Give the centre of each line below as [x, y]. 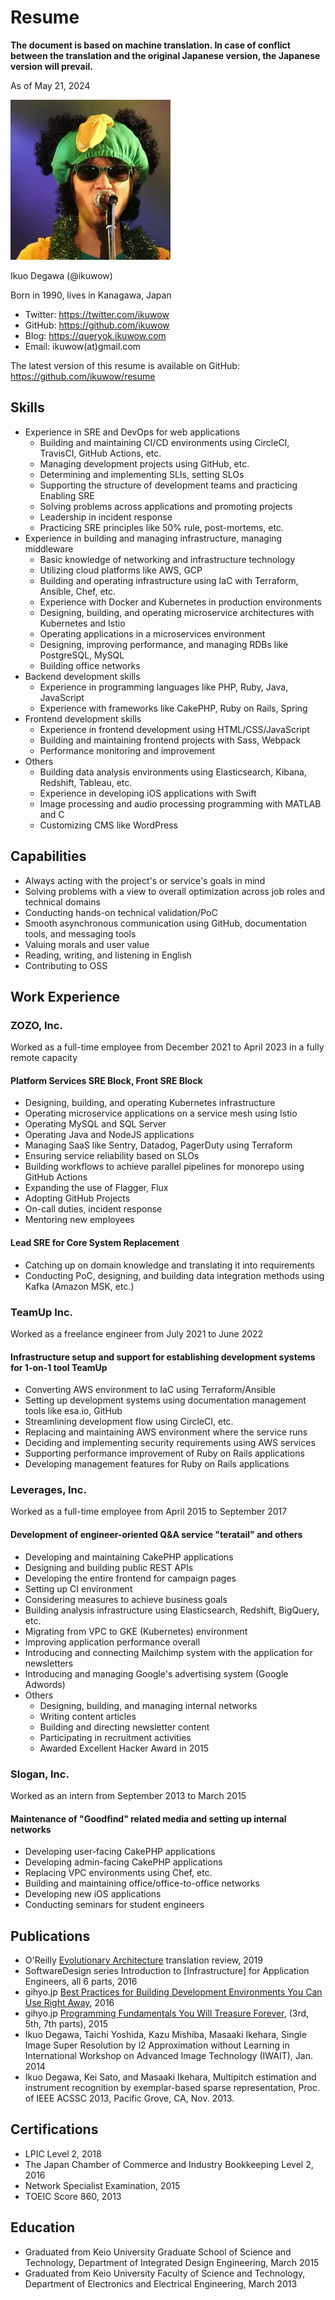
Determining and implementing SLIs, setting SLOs [142, 474]
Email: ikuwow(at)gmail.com [83, 346]
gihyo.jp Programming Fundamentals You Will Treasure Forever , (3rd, [167, 2013]
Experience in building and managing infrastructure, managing [153, 538]
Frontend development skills [83, 718]
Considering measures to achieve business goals [126, 1599]
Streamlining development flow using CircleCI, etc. [129, 1422]
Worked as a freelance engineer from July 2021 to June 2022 [137, 1333]
